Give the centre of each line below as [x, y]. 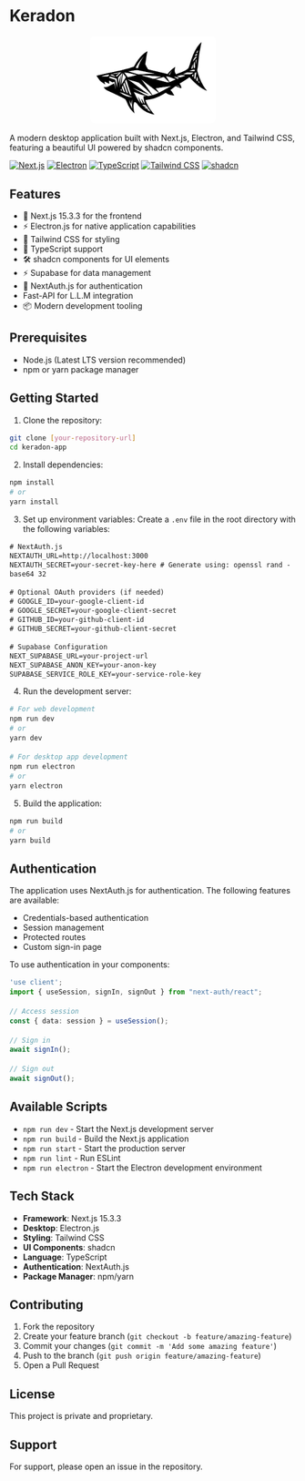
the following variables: [66, 528]
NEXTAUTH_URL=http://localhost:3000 [79, 556]
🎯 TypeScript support [62, 249]
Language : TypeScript [65, 1257]
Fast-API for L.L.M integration [78, 295]
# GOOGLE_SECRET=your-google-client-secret [93, 610]
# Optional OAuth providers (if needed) [87, 592]
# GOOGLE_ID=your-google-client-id [77, 601]
